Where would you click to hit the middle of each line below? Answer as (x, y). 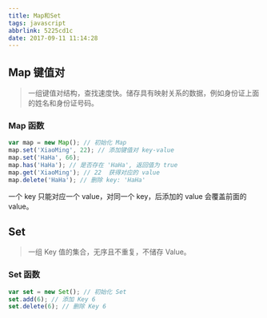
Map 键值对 (37, 72)
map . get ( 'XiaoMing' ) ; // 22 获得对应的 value (84, 173)
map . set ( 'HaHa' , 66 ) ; (44, 158)
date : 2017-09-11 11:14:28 (53, 38)
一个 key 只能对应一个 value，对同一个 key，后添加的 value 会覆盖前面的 (128, 196)
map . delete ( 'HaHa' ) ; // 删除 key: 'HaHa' (77, 180)
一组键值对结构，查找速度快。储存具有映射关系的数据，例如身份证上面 (143, 93)
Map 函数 (26, 125)
